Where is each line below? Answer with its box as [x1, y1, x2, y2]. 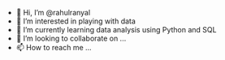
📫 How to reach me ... [15, 43, 92, 52]
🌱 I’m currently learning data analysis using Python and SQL [15, 25, 217, 34]
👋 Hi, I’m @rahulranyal [15, 8, 91, 17]
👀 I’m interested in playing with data [15, 16, 136, 26]
